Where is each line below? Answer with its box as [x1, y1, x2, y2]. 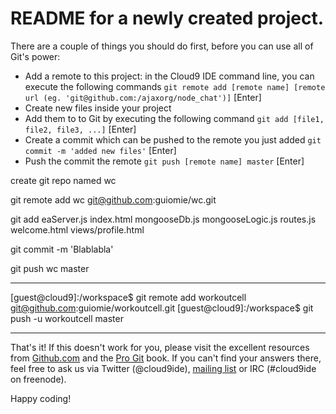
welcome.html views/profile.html [10, 223, 145, 236]
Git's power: [10, 50, 61, 62]
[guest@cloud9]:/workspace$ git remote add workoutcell [10, 291, 247, 303]
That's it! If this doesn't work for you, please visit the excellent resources [10, 341, 310, 353]
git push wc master [10, 262, 90, 274]
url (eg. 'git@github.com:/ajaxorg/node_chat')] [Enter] [24, 91, 262, 103]
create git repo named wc [10, 174, 117, 186]
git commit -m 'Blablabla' [10, 243, 114, 255]
